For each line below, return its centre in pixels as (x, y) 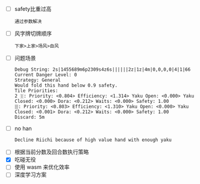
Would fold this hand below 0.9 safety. (66, 86)
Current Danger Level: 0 (46, 75)
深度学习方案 (30, 175)
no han (23, 128)
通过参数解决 (28, 22)
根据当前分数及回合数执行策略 (51, 152)
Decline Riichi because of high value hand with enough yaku (93, 140)
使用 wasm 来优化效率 (42, 167)
